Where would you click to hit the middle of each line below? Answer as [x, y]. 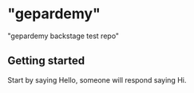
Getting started [46, 61]
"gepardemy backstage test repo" [63, 36]
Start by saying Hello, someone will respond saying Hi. [97, 79]
